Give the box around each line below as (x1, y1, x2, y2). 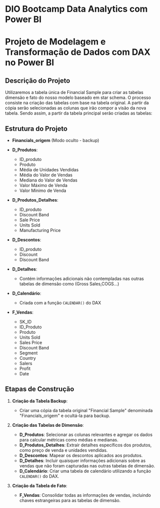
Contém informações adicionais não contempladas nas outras (19, 276, 144, 281)
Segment (19, 350, 38, 356)
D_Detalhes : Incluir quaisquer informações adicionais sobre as (19, 458, 146, 463)
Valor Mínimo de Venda (19, 187, 67, 193)
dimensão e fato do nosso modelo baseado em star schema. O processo (5, 94, 151, 101)
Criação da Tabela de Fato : (12, 483, 67, 488)
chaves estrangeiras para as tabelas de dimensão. (19, 497, 121, 503)
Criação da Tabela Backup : (12, 398, 68, 404)
